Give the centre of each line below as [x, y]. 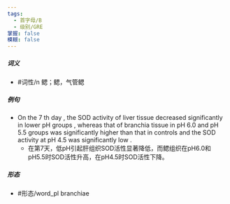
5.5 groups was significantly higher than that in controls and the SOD [116, 132]
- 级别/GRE [28, 27]
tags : [15, 14]
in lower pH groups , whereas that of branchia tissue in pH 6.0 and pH [118, 125]
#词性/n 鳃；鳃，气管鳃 [51, 82]
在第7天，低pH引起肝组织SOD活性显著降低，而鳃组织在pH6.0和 [119, 149]
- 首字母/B [28, 20]
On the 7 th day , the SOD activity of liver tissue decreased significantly [120, 118]
